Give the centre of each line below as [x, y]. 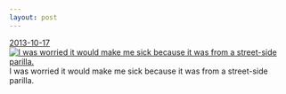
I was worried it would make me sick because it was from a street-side [139, 71]
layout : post [33, 17]
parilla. [22, 80]
